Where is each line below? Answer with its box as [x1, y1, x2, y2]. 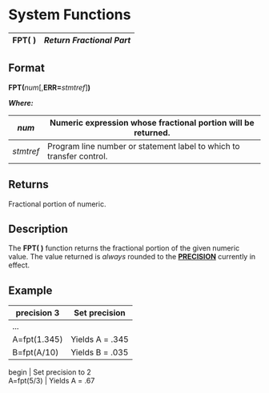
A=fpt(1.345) [12, 334, 63, 345]
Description [8, 222, 68, 235]
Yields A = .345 [70, 334, 130, 345]
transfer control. [46, 150, 108, 162]
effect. [8, 260, 30, 270]
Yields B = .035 [70, 347, 129, 358]
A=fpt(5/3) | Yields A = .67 [8, 376, 95, 386]
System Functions [8, 6, 131, 24]
